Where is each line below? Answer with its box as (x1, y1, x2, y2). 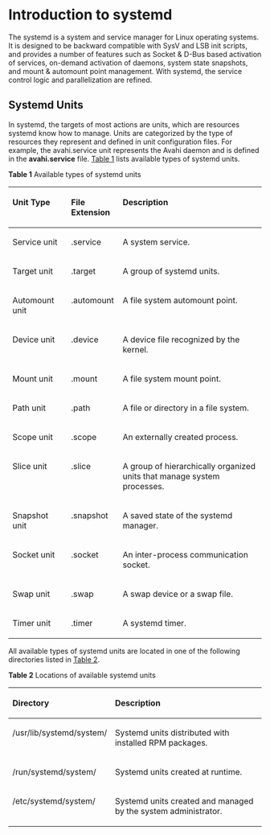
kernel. (122, 343, 149, 355)
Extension (71, 207, 111, 218)
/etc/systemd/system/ (12, 795, 96, 806)
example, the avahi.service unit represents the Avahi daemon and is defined (8, 145, 260, 154)
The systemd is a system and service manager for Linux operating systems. (8, 32, 260, 42)
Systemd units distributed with (115, 726, 230, 738)
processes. (122, 480, 165, 492)
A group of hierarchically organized (122, 460, 256, 471)
